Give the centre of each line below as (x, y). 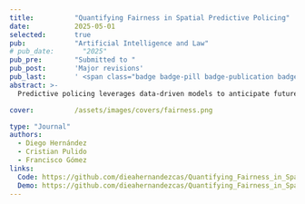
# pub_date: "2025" (58, 52)
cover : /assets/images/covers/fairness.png (111, 110)
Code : (28, 177)
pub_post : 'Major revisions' (77, 69)
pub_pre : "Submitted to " (73, 60)
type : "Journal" (40, 126)
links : (22, 169)
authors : (26, 135)
